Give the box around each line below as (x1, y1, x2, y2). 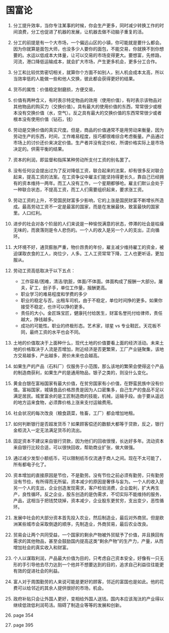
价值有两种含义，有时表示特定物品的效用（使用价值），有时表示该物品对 (13, 97, 162, 103)
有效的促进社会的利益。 (13, 568, 62, 574)
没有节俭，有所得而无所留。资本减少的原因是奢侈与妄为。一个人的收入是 (13, 478, 164, 485)
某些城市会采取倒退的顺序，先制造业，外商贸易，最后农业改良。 (17, 520, 151, 527)
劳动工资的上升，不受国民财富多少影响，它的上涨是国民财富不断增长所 (13, 197, 160, 203)
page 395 (13, 622, 33, 628)
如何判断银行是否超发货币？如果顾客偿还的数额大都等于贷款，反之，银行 (13, 421, 164, 427)
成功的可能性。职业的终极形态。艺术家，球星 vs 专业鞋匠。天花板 (20, 322, 157, 328)
